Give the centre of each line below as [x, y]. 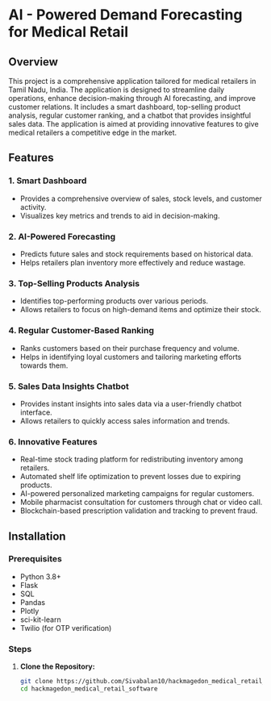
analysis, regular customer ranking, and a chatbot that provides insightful [130, 115]
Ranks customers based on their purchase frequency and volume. [129, 348]
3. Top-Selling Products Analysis [74, 283]
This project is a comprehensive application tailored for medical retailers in [132, 81]
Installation [37, 536]
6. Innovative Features [53, 441]
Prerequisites [35, 559]
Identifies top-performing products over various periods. [114, 301]
